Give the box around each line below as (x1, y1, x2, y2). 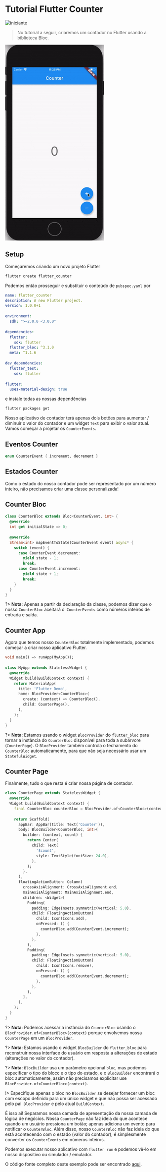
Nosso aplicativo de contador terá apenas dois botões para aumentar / (5, 415, 149, 421)
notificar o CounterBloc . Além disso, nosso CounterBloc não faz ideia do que (5, 1126, 160, 1132)
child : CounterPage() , (23, 702, 70, 707)
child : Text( (31, 843, 58, 848)
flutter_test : (9, 366, 39, 371)
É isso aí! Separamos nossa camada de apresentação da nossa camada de (5, 1110, 158, 1116)
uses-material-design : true (9, 387, 68, 392)
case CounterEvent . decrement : (18, 550, 81, 556)
